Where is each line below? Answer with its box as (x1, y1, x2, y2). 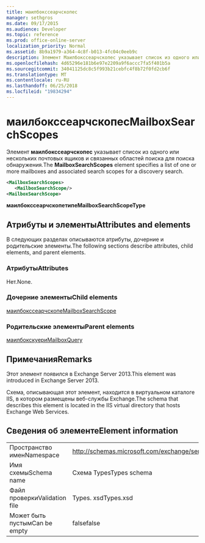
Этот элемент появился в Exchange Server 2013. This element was (6, 370, 176, 377)
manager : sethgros (6, 15, 53, 21)
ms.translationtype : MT (6, 72, 67, 78)
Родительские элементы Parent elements (6, 322, 135, 331)
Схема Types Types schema (72, 468, 153, 477)
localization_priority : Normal (6, 43, 86, 50)
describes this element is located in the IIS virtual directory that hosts (6, 401, 181, 408)
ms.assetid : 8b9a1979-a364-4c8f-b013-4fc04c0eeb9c (6, 49, 138, 55)
